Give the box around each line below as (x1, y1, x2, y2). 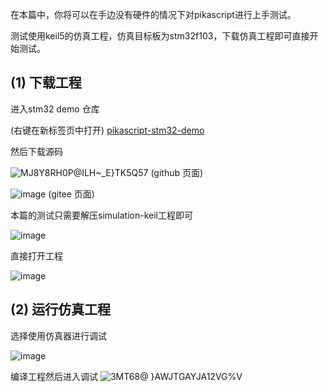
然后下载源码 (10, 145, 63, 157)
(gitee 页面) (48, 188, 95, 200)
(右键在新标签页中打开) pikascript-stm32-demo (10, 124, 205, 136)
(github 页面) (150, 166, 204, 178)
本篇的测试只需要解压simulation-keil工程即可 (10, 209, 193, 221)
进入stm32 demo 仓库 (10, 103, 100, 115)
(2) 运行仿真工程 (10, 301, 112, 318)
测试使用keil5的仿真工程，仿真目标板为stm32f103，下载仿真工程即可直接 (10, 30, 310, 42)
